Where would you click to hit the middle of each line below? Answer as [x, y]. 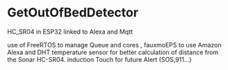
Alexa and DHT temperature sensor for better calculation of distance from [113, 52]
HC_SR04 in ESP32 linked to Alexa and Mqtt [70, 32]
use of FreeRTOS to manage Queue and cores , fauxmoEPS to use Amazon [114, 45]
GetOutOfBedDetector [73, 13]
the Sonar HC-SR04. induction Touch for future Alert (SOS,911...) [100, 59]
